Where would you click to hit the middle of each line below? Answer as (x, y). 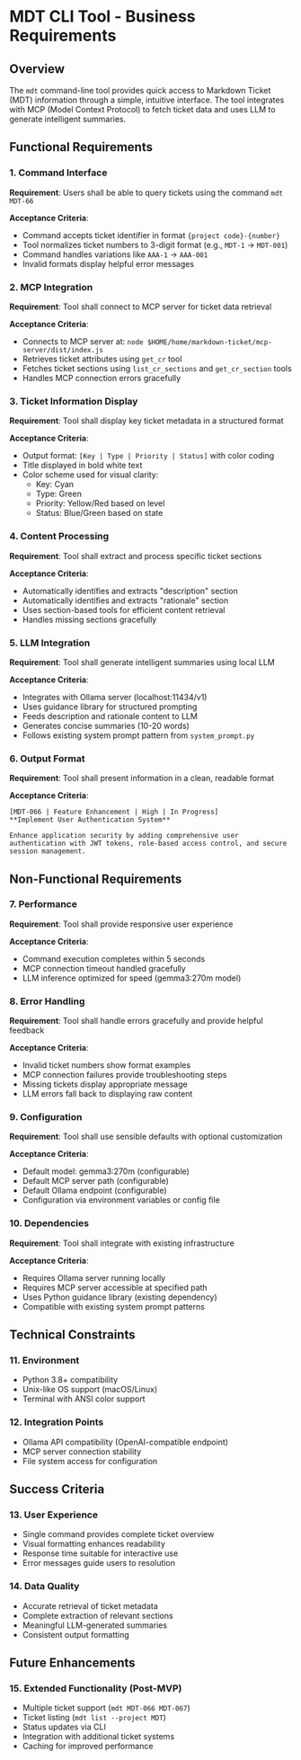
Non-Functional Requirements (96, 879)
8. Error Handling (47, 1001)
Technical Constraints (72, 1335)
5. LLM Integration (50, 643)
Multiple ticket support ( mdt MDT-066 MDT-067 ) (106, 1708)
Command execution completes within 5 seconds (114, 958)
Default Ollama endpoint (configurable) (95, 1191)
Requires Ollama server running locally (94, 1277)
